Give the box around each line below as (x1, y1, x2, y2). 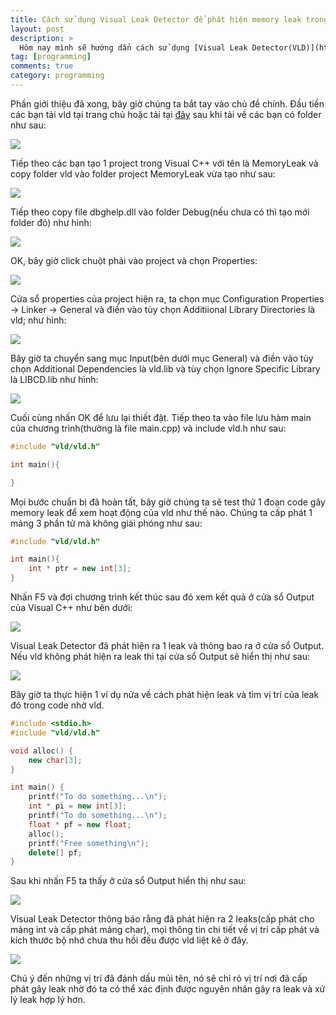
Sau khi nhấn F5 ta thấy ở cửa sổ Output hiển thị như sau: (10, 875, 247, 887)
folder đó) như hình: (10, 216, 92, 228)
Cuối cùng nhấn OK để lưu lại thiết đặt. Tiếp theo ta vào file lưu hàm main (10, 411, 312, 423)
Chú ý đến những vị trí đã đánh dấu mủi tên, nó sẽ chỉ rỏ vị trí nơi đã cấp (10, 972, 308, 985)
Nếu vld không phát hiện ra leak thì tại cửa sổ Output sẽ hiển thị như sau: (10, 651, 311, 662)
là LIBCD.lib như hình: (10, 373, 99, 385)
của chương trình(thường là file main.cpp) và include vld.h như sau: (10, 422, 287, 434)
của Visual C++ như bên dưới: (10, 602, 133, 613)
